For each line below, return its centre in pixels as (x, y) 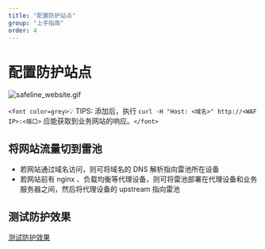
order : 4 (23, 30)
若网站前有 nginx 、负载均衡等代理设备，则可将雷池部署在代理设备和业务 (138, 179)
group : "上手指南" (36, 23)
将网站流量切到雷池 (55, 148)
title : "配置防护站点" (42, 16)
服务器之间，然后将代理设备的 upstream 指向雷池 (100, 189)
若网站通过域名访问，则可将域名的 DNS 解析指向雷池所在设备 (119, 169)
